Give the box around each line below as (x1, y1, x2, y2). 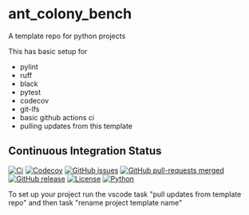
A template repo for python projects (8, 31, 126, 41)
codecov (19, 96, 49, 105)
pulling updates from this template (19, 121, 133, 131)
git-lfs (19, 104, 40, 114)
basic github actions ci (19, 112, 94, 122)
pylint (19, 61, 38, 72)
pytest (19, 87, 41, 96)
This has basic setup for (8, 46, 88, 56)
